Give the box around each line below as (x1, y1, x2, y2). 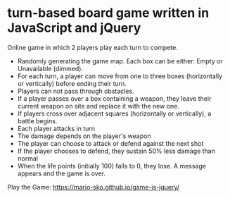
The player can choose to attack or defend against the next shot (17, 139, 204, 147)
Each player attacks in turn (17, 124, 96, 132)
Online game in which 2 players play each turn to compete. (7, 43, 178, 51)
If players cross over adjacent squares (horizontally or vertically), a (17, 109, 212, 118)
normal (17, 154, 39, 163)
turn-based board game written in (7, 5, 210, 21)
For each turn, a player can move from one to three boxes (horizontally (17, 72, 223, 80)
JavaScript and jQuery (7, 20, 141, 36)
